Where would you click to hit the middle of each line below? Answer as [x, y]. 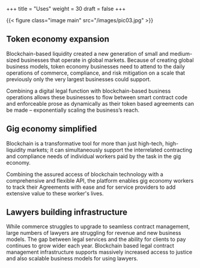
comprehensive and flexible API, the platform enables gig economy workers [100, 180]
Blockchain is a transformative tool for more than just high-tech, [85, 143]
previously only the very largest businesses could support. [79, 79]
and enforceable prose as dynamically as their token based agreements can [100, 103]
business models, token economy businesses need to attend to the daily [95, 66]
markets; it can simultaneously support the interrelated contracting [109, 150]
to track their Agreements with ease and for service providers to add [91, 187]
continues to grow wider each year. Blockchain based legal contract [90, 246]
